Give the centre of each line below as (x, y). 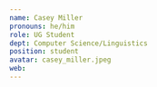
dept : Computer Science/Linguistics (78, 43)
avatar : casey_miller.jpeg (60, 60)
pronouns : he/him (42, 26)
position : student (44, 52)
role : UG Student (42, 34)
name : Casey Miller (46, 18)
